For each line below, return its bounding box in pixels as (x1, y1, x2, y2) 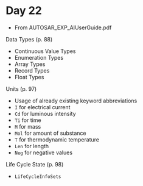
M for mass (14, 123, 41, 130)
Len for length (14, 142, 49, 149)
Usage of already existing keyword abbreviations (14, 97, 138, 104)
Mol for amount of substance (14, 129, 86, 137)
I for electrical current (14, 103, 71, 110)
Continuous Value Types (14, 47, 76, 55)
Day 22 (5, 4, 42, 18)
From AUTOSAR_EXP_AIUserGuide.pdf (14, 24, 112, 31)
